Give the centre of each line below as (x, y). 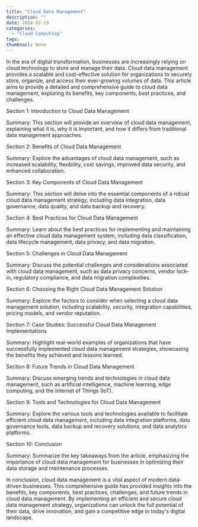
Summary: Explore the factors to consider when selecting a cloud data (92, 300)
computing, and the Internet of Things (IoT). (60, 391)
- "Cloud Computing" (37, 34)
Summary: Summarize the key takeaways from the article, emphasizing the (98, 455)
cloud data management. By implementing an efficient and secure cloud (94, 499)
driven (14, 486)
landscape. (20, 518)
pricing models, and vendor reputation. (54, 313)
